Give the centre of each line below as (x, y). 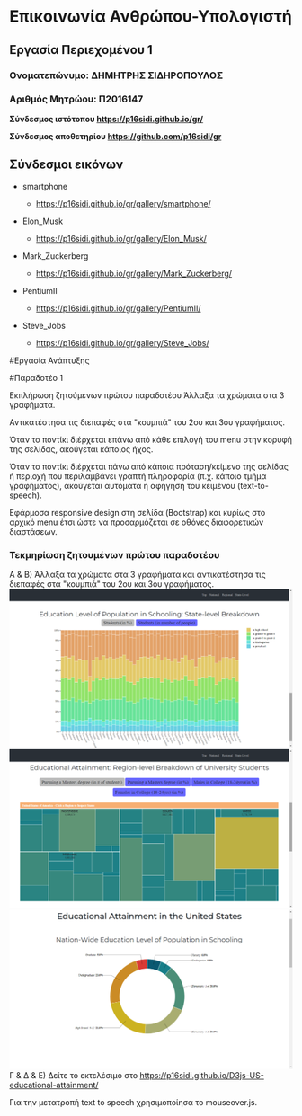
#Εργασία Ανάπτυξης (49, 360)
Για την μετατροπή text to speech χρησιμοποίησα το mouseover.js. (133, 1102)
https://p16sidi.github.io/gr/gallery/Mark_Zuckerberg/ (133, 273)
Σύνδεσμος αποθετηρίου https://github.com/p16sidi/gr (115, 136)
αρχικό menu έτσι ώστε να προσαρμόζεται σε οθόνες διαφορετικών (137, 522)
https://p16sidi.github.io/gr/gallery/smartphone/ (123, 203)
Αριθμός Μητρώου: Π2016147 (76, 99)
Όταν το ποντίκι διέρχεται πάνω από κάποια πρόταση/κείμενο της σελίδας (149, 466)
